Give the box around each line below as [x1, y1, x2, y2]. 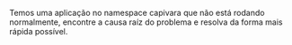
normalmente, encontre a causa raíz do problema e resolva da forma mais [9, 17, 283, 27]
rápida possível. [9, 26, 68, 36]
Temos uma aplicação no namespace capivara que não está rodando [9, 8, 265, 18]
